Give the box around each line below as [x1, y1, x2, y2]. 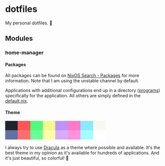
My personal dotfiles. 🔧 [5, 20, 53, 26]
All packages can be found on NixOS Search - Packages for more [5, 73, 139, 79]
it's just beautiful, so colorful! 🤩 [5, 155, 69, 161]
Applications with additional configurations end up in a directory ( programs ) [5, 87, 161, 93]
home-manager [5, 49, 44, 56]
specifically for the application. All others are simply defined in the [5, 93, 141, 99]
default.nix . [5, 98, 28, 104]
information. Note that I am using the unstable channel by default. [5, 78, 140, 84]
